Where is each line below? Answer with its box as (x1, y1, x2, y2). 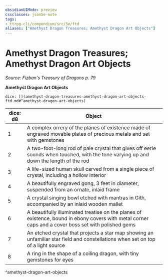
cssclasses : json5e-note (5, 12, 57, 17)
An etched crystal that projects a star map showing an (26, 229, 154, 236)
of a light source (26, 242, 65, 249)
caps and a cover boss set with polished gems (26, 221, 136, 228)
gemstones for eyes (26, 256, 74, 263)
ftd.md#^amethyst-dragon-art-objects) (5, 99, 86, 104)
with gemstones (26, 137, 65, 144)
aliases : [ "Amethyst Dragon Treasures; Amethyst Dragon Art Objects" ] (5, 26, 155, 31)
